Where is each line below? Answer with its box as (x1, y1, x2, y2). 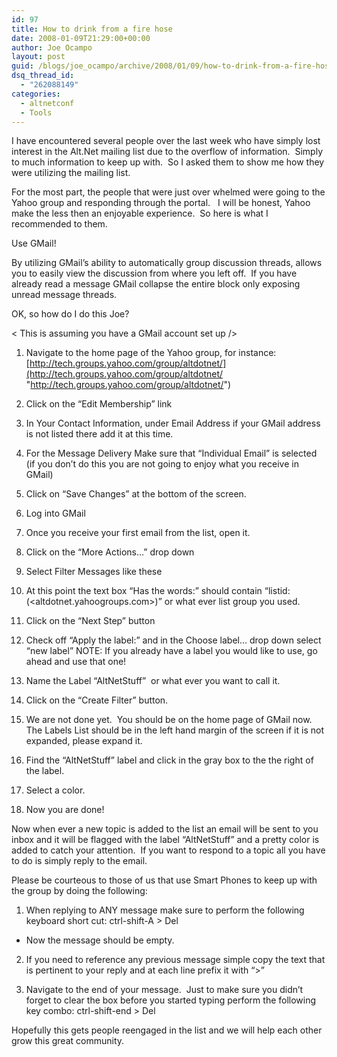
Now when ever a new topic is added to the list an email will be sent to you (11, 823, 319, 835)
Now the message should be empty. (25, 934, 175, 946)
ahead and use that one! (25, 656, 127, 668)
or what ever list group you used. (164, 596, 301, 608)
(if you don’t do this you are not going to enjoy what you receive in (25, 458, 299, 470)
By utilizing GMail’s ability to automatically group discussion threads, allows (11, 257, 323, 269)
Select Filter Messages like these (25, 566, 163, 578)
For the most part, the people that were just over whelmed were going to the (11, 186, 326, 198)
